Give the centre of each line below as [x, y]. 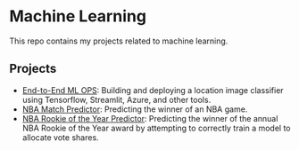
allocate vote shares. [61, 137]
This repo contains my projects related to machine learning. [119, 41]
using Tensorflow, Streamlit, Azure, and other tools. [116, 99]
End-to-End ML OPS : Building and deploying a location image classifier [153, 90]
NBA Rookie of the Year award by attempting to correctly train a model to [156, 128]
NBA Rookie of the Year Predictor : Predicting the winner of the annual [150, 118]
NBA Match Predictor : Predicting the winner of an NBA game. [135, 109]
